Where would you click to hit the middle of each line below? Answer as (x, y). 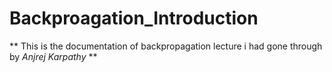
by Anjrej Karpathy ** (53, 56)
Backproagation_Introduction (134, 18)
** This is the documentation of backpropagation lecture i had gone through (166, 46)
